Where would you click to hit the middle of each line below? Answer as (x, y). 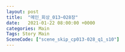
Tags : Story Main (28, 34)
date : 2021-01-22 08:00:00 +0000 (51, 23)
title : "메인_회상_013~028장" (42, 17)
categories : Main (28, 28)
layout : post (23, 12)
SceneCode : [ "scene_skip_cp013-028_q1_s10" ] (63, 39)
